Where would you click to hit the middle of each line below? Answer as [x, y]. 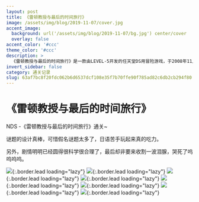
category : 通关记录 [28, 72]
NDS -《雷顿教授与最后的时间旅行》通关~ [57, 126]
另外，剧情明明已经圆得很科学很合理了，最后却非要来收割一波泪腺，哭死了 [97, 152]
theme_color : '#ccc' [32, 50]
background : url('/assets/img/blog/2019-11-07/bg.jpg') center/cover [99, 34]
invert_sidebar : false [34, 67]
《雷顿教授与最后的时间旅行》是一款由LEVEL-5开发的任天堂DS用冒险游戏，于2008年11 [102, 61]
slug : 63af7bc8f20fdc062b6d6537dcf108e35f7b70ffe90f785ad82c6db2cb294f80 [99, 78]
